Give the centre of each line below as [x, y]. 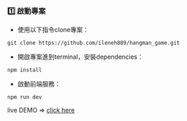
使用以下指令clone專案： [53, 30]
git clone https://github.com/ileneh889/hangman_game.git [93, 43]
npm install [25, 70]
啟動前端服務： [39, 84]
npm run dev [25, 97]
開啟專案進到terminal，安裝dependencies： [80, 57]
